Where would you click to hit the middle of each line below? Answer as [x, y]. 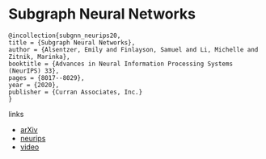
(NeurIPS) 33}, [34, 71]
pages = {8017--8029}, [46, 77]
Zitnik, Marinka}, [39, 56]
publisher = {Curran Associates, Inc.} [76, 92]
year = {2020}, [34, 85]
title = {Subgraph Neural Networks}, [72, 42]
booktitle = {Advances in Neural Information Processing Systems [120, 64]
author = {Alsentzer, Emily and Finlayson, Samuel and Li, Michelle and [133, 49]
